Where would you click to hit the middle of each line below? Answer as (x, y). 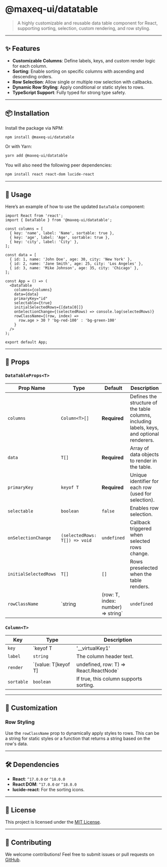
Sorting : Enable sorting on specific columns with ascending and (78, 71)
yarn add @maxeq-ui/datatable (37, 156)
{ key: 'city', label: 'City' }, (44, 242)
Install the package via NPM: (34, 128)
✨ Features (23, 49)
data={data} (26, 294)
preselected (144, 568)
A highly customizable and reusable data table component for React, (87, 23)
